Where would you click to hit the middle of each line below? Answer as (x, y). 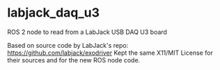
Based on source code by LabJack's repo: (68, 45)
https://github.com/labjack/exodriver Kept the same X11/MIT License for (110, 53)
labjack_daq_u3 (53, 13)
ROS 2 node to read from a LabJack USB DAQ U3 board (87, 32)
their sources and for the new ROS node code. (74, 60)
